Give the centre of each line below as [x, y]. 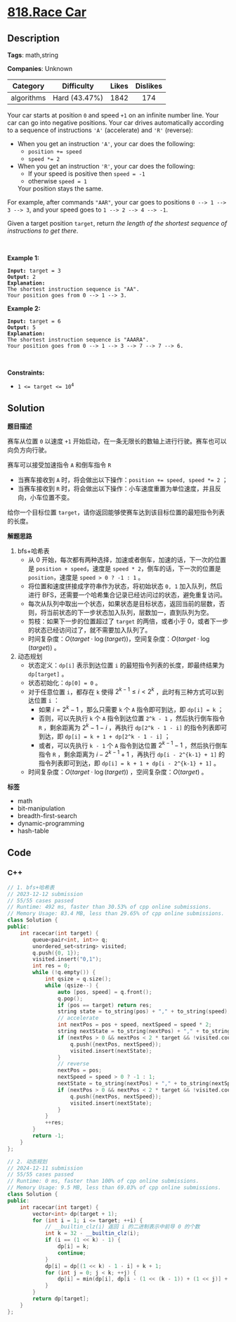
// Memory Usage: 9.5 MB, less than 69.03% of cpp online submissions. [114, 1188]
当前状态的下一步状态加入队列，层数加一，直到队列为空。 [130, 612]
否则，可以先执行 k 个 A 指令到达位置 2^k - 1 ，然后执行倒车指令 [132, 718]
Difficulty [78, 86]
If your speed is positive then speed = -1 [86, 174]
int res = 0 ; [52, 966]
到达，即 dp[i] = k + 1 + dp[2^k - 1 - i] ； [104, 736]
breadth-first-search [47, 816]
